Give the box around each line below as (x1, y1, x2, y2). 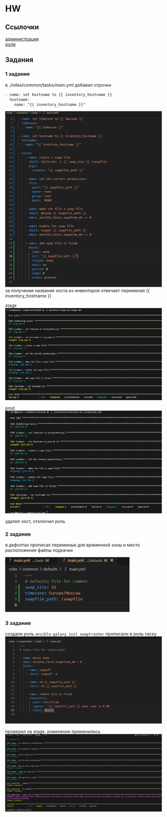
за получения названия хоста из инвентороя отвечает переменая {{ (5, 287, 150, 294)
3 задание (5, 620, 31, 627)
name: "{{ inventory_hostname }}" (14, 102, 85, 107)
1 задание (5, 71, 30, 78)
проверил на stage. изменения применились (5, 728, 101, 734)
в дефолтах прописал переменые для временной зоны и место (5, 542, 140, 548)
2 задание (5, 530, 31, 537)
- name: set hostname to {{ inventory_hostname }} (5, 92, 112, 97)
